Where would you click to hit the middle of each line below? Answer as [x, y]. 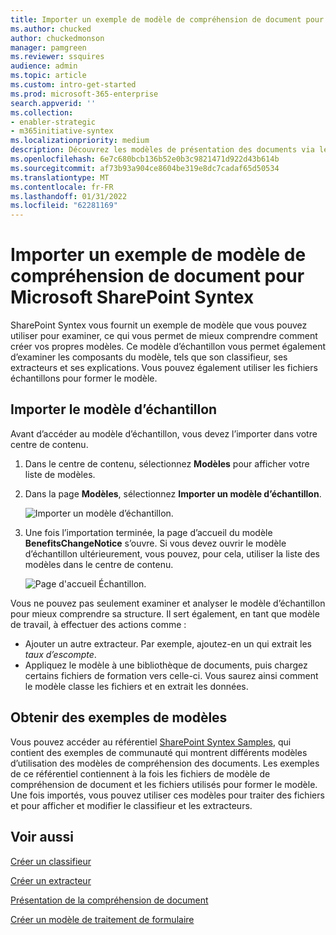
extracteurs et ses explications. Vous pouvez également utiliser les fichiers [164, 368]
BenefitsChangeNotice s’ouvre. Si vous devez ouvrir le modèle [155, 543]
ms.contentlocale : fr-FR [62, 187]
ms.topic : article [48, 76]
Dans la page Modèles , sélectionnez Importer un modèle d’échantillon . [173, 493]
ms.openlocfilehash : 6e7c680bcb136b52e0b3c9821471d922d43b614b [145, 159]
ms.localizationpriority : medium [80, 141]
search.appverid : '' [53, 103]
